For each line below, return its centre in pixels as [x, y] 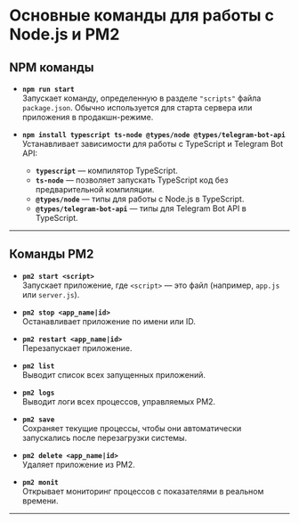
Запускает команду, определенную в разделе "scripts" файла [141, 98]
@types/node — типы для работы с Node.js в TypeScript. [140, 199]
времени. [40, 501]
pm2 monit [40, 482]
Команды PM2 [52, 254]
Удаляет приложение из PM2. [78, 464]
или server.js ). [51, 294]
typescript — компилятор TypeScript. [106, 171]
